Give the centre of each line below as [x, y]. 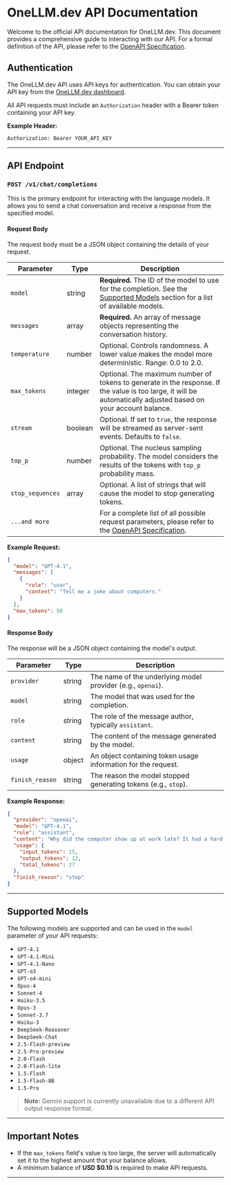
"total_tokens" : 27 [47, 865]
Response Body [30, 632]
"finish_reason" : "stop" [49, 878]
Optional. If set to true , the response [158, 419]
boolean [80, 428]
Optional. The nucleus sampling [151, 447]
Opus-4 [26, 986]
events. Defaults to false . [141, 436]
